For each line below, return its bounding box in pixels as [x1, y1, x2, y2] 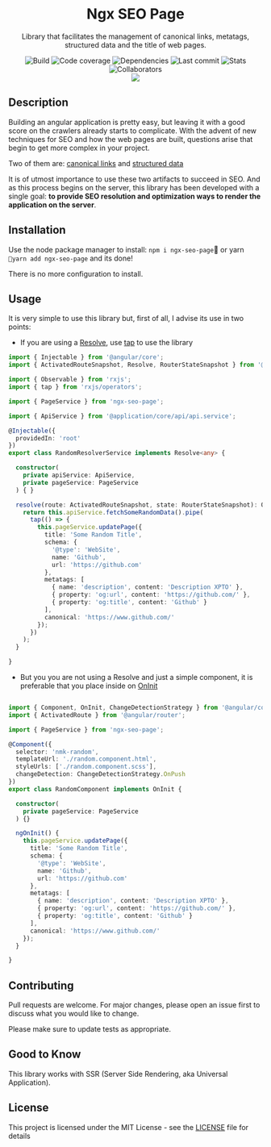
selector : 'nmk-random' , [15, 748, 99, 756]
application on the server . [8, 199, 97, 210]
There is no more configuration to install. [8, 269, 144, 278]
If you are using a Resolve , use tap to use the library [19, 338, 194, 348]
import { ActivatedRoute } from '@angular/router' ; [8, 711, 186, 719]
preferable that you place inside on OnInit [19, 681, 158, 690]
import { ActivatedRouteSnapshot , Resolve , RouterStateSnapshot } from [8, 361, 254, 369]
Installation [8, 223, 66, 237]
